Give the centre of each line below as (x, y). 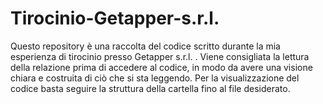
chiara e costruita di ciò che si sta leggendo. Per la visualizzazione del (155, 78)
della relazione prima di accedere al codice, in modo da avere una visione (161, 67)
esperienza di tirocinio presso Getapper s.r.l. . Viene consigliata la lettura (160, 56)
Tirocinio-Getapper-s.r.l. (115, 18)
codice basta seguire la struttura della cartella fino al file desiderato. (150, 88)
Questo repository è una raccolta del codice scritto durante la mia (145, 46)
